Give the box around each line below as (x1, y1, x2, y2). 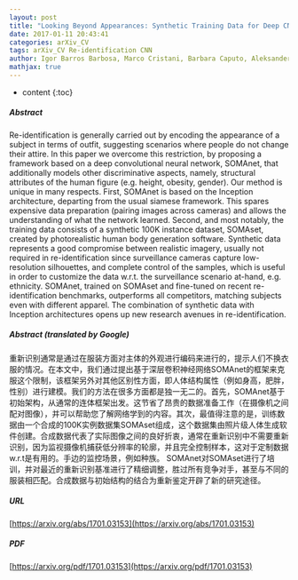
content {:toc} (21, 86, 74, 98)
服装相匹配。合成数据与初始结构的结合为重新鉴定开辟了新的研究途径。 (9, 474, 266, 485)
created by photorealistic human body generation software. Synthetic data (9, 233, 281, 244)
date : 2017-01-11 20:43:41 (9, 29, 109, 38)
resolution (9, 261, 46, 272)
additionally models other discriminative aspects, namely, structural (9, 167, 255, 178)
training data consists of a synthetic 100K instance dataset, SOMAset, (9, 224, 264, 234)
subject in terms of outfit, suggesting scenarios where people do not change (9, 139, 289, 149)
